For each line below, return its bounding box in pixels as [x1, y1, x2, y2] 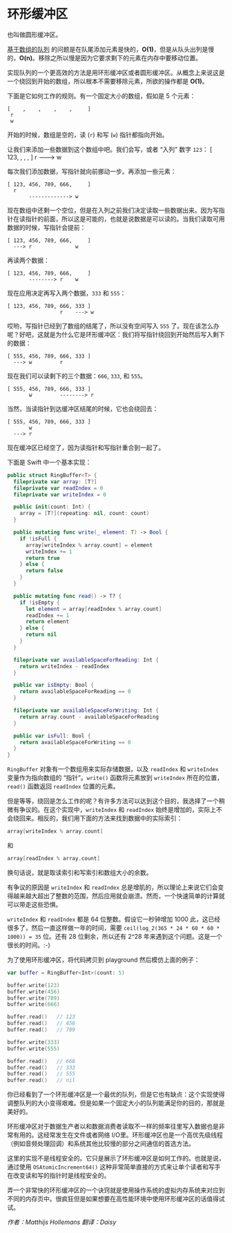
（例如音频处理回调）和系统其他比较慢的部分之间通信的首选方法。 [7, 1140, 195, 1148]
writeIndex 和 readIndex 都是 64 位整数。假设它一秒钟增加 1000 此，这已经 [7, 915, 221, 923]
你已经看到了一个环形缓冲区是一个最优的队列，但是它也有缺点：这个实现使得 [7, 1090, 225, 1098]
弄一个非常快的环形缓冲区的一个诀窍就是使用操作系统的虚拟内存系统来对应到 [7, 1186, 225, 1194]
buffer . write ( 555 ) [7, 1045, 60, 1052]
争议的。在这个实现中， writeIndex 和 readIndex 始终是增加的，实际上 [19, 806, 216, 814]
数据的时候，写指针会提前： [7, 223, 86, 231]
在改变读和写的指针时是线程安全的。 [7, 1172, 110, 1180]
